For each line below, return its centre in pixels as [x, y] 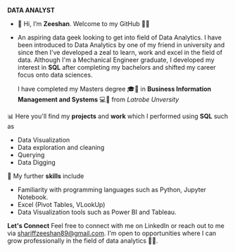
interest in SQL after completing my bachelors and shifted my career [116, 67]
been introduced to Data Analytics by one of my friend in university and [121, 45]
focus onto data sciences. [55, 75]
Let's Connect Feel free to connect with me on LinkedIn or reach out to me [116, 226]
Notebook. [33, 197]
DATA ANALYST [31, 10]
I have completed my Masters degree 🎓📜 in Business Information [114, 89]
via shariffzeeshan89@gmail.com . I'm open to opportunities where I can [112, 233]
